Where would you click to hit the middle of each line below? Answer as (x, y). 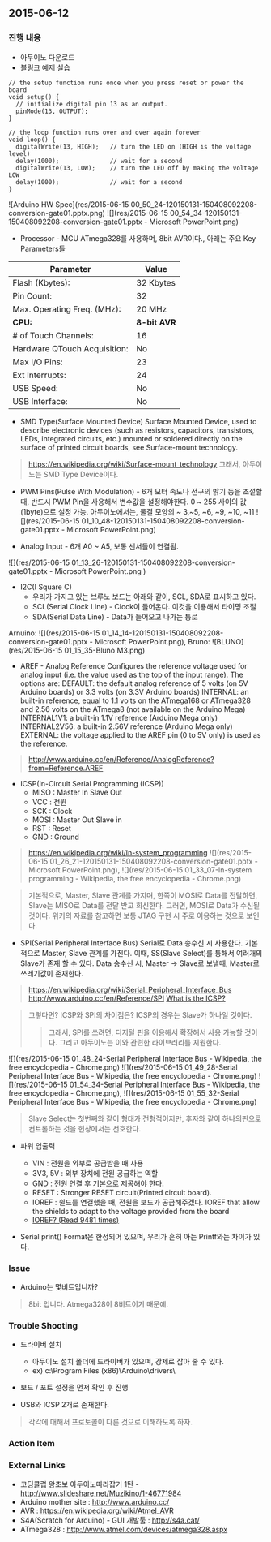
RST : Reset (51, 828)
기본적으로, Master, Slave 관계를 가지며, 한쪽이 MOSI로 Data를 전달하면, (143, 895)
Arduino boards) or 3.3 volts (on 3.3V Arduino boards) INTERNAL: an (134, 691)
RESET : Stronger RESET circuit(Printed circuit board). (122, 1192)
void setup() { (34, 97)
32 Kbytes (156, 282)
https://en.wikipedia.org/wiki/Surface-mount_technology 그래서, (134, 464)
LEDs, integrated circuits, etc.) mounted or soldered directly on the (131, 438)
